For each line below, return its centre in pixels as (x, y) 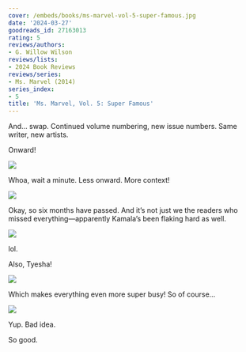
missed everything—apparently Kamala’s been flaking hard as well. (117, 219)
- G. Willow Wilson (40, 52)
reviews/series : (35, 74)
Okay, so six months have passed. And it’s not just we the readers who (123, 210)
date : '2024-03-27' (40, 23)
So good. (23, 340)
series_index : (32, 89)
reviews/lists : (33, 60)
